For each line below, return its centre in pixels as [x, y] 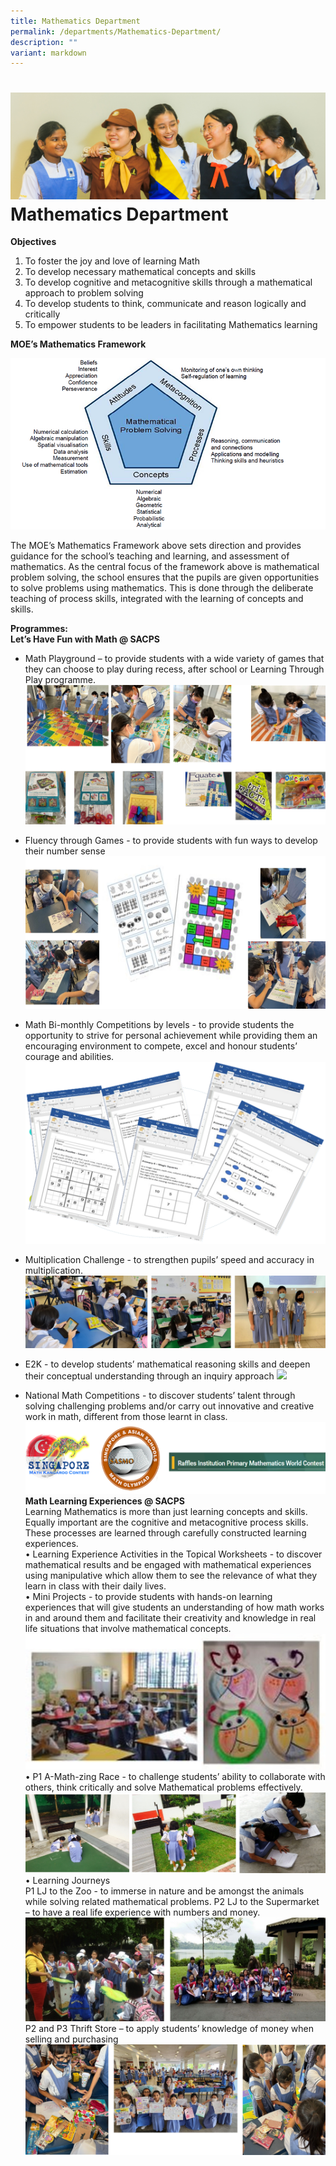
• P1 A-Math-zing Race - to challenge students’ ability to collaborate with [175, 1777]
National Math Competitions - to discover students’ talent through [160, 1395]
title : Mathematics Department [75, 21]
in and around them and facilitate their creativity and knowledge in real [170, 1617]
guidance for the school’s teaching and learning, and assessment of [150, 556]
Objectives [33, 242]
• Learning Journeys [67, 1881]
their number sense [65, 851]
